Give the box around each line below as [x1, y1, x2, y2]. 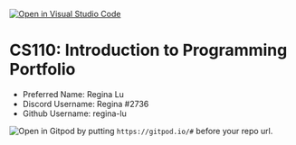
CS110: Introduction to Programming [9, 41, 288, 60]
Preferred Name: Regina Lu [22, 88, 125, 99]
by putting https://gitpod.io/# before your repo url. [76, 125, 273, 136]
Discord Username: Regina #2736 [22, 98, 149, 109]
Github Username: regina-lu [22, 108, 127, 119]
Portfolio [9, 59, 76, 80]
